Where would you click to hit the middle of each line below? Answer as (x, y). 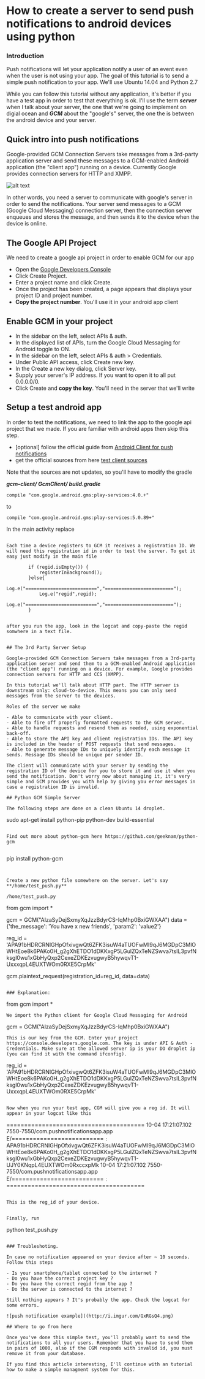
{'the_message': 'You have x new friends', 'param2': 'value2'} (84, 926)
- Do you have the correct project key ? (60, 1278)
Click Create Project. (41, 276)
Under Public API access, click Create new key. (75, 362)
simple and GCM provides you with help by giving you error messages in (101, 781)
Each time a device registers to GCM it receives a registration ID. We (101, 545)
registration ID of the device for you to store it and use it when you (101, 771)
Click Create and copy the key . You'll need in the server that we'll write (105, 388)
